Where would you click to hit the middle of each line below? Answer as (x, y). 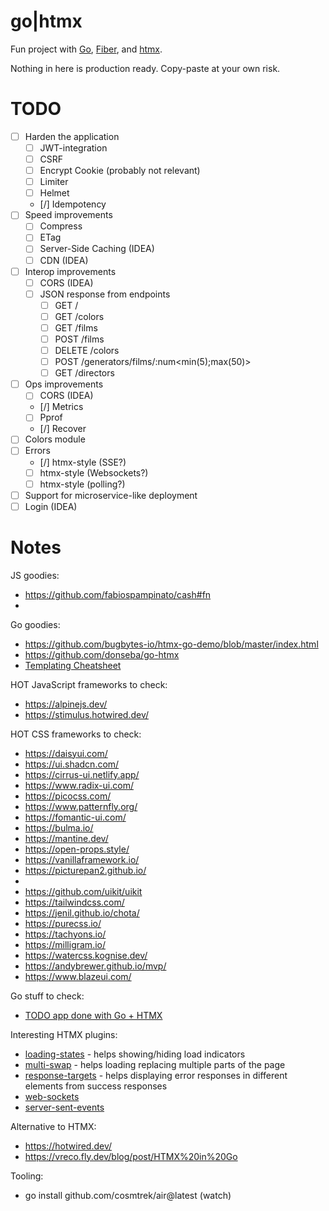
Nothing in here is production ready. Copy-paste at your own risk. (145, 68)
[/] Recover (63, 429)
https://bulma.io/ (59, 827)
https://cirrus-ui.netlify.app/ (82, 774)
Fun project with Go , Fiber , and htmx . (86, 49)
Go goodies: (35, 624)
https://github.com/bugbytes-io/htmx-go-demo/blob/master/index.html (171, 644)
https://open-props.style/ (77, 849)
